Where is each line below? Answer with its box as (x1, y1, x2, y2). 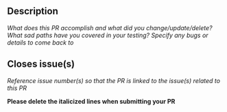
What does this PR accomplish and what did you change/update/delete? (7, 23, 213, 32)
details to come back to (7, 38, 74, 47)
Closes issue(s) (7, 58, 75, 70)
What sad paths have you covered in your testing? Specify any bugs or (7, 31, 208, 39)
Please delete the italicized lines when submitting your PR (7, 97, 176, 105)
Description (7, 5, 58, 17)
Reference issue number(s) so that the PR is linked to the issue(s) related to (7, 76, 221, 85)
